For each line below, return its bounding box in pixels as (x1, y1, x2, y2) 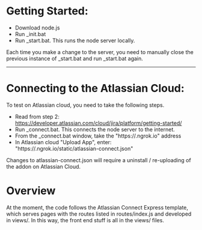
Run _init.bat (14, 30, 46, 37)
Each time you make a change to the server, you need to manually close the (6, 48, 194, 55)
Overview (6, 184, 56, 198)
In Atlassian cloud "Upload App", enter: (14, 138, 112, 145)
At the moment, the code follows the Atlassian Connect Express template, (6, 204, 188, 211)
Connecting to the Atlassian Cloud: (6, 82, 185, 95)
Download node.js (14, 24, 60, 31)
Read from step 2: (14, 113, 60, 120)
